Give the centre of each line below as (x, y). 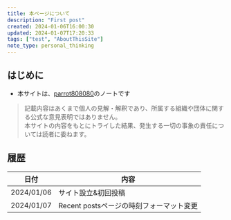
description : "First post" (46, 20)
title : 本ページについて (39, 13)
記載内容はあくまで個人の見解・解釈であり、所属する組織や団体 (115, 108)
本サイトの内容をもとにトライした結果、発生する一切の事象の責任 (118, 125)
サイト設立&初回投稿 (92, 192)
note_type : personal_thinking (51, 46)
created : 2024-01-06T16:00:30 (51, 26)
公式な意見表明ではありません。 (76, 117)
